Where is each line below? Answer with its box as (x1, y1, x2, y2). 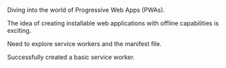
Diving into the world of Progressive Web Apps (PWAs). (7, 6, 165, 14)
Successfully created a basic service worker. (7, 53, 135, 61)
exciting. (7, 27, 32, 34)
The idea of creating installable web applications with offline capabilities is (7, 19, 219, 27)
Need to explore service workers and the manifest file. (7, 40, 162, 47)
